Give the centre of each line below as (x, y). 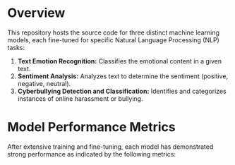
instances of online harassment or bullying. (80, 98)
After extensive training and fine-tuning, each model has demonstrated (110, 147)
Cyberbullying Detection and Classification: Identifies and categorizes (122, 91)
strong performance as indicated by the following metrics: (92, 154)
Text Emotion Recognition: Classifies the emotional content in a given (120, 61)
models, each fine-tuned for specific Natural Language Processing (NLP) (114, 39)
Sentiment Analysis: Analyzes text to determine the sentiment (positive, (123, 76)
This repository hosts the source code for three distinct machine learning (114, 32)
